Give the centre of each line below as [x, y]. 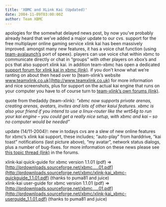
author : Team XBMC [24, 19]
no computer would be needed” [38, 122]
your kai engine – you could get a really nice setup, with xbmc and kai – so [81, 117]
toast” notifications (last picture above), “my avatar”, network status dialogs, [83, 142]
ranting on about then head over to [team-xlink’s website [63, 75]
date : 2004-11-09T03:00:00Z [34, 14]
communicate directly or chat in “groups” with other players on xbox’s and [81, 60]
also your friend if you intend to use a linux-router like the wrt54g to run [79, 111]
